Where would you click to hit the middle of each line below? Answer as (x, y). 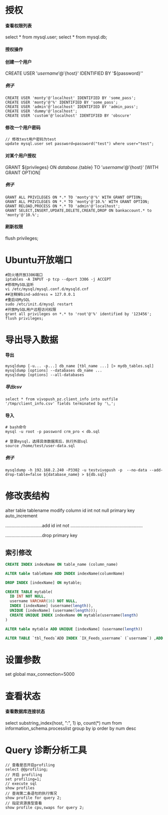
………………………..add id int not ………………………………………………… (74, 526)
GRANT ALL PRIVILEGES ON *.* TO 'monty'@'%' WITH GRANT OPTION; (74, 197)
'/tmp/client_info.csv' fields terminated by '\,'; (60, 404)
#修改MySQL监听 (20, 285)
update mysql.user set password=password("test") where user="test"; (80, 144)
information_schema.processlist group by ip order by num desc (71, 728)
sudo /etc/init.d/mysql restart (39, 304)
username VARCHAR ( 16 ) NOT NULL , (44, 601)
